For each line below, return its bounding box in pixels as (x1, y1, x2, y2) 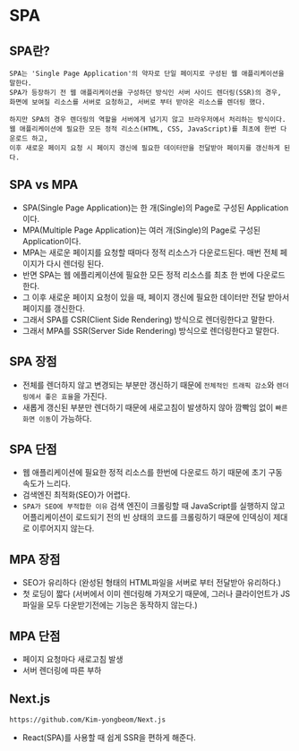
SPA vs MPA (9, 177, 79, 192)
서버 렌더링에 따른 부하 (21, 665, 102, 676)
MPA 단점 (9, 628, 61, 644)
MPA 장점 (9, 551, 61, 567)
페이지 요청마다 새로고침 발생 (21, 654, 124, 665)
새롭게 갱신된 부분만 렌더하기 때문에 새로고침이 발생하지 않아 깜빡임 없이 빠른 (21, 402, 288, 413)
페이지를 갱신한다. (21, 303, 85, 313)
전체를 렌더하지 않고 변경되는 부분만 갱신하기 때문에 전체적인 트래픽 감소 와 (21, 380, 275, 390)
